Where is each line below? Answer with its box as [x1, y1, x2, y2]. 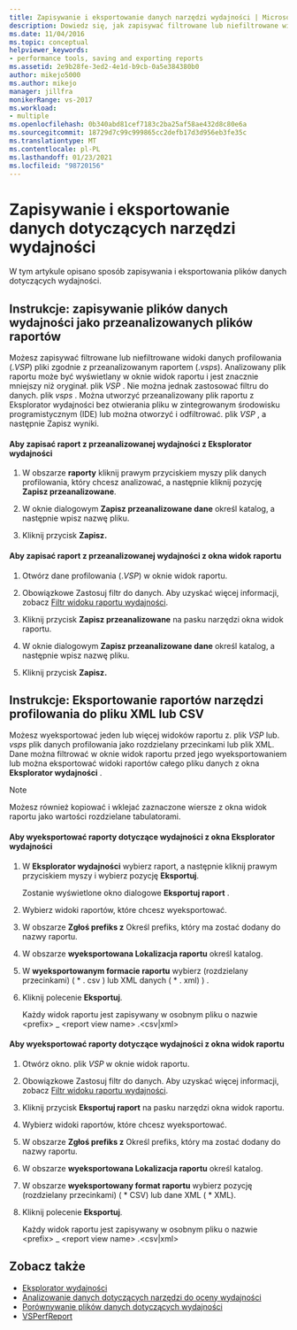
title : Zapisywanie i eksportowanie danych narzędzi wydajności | [9, 12, 259, 22]
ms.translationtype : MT [9, 136, 97, 145]
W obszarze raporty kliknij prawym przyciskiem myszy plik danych [21, 468, 267, 478]
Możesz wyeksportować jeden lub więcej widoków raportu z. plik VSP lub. [9, 730, 280, 740]
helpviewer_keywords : [9, 46, 89, 55]
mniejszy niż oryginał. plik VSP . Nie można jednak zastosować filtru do [9, 381, 270, 391]
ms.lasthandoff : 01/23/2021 [9, 152, 113, 162]
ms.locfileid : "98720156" [9, 161, 104, 170]
